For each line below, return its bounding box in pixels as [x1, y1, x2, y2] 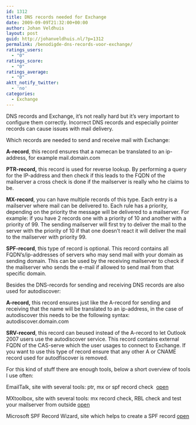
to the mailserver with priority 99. [6, 233, 87, 240]
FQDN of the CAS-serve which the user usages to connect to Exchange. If [6, 341, 186, 348]
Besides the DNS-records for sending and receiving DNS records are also [6, 281, 185, 288]
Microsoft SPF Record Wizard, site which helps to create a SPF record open [6, 412, 190, 419]
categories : [6, 91, 35, 97]
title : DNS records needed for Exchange [6, 14, 107, 20]
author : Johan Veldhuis [6, 25, 65, 31]
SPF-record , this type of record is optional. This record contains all [6, 245, 169, 252]
